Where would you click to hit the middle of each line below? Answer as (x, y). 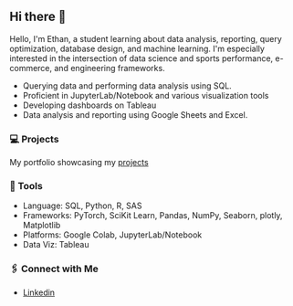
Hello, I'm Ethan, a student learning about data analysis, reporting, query (146, 38)
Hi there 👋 (38, 17)
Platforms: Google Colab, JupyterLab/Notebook (112, 235)
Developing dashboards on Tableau (89, 105)
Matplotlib (42, 226)
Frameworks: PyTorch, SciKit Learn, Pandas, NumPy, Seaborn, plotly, (152, 216)
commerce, (31, 68)
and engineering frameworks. (110, 68)
